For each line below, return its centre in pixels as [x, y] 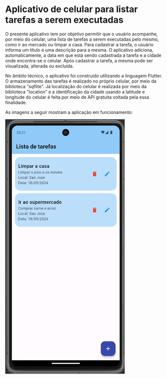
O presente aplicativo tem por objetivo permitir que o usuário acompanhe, [81, 34]
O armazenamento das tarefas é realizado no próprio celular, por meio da [81, 81]
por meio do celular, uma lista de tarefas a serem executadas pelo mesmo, [82, 39]
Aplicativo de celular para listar [71, 9]
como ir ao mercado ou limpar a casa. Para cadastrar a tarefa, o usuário [79, 44]
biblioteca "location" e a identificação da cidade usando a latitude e [75, 92]
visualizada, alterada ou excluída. [40, 66]
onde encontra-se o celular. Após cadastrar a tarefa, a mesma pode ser [79, 60]
